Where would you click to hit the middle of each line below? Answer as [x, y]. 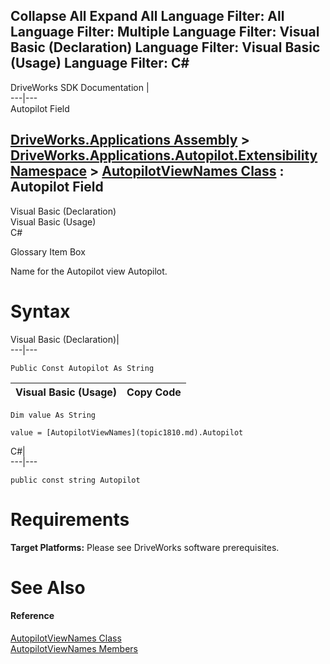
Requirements [70, 519]
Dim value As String [53, 415]
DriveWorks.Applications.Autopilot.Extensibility [164, 155]
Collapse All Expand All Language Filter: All [147, 16]
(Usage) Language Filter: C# [100, 63]
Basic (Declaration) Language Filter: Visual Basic [165, 47]
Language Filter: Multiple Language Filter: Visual [165, 32]
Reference [32, 616]
